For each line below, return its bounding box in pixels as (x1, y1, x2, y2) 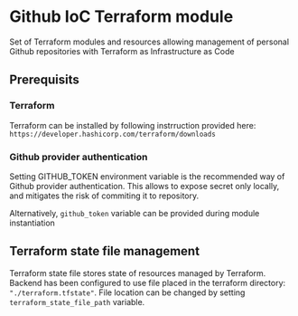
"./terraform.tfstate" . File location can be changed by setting (9, 287, 246, 298)
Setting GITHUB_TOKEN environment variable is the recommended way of (9, 170, 285, 182)
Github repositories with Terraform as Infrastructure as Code (9, 45, 235, 56)
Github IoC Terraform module (9, 6, 234, 27)
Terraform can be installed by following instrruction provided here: (9, 120, 256, 130)
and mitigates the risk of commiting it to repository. (9, 190, 200, 201)
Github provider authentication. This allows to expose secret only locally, (9, 180, 280, 191)
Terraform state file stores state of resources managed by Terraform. (9, 267, 266, 278)
